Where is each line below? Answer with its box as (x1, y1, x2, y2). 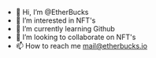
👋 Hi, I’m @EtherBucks (15, 8, 89, 16)
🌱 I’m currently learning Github (15, 24, 116, 33)
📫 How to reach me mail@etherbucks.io (15, 42, 148, 50)
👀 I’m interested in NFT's (15, 16, 96, 25)
